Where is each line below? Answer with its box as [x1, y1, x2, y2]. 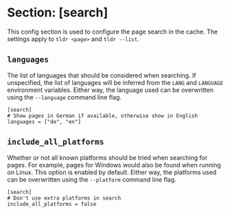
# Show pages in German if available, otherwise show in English [7, 112, 198, 119]
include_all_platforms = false [7, 200, 97, 207]
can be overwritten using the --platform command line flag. [7, 175, 176, 183]
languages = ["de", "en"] [7, 118, 81, 125]
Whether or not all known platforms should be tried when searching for [7, 153, 208, 162]
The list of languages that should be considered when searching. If [7, 71, 197, 80]
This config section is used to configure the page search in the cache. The [7, 27, 218, 36]
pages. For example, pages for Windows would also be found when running [7, 160, 221, 169]
